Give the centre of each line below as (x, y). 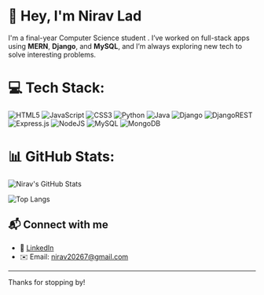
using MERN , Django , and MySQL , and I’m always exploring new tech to (125, 46)
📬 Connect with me (58, 225)
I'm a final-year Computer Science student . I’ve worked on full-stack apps (129, 38)
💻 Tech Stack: (57, 88)
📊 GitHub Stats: (62, 157)
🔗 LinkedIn (37, 248)
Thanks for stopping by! (47, 282)
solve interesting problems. (52, 54)
